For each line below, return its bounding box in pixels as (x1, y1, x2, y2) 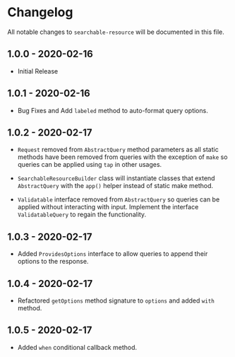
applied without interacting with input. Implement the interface (17, 203, 199, 211)
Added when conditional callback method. (17, 343, 138, 351)
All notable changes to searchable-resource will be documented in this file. (7, 28, 224, 36)
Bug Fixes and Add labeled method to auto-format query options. (17, 106, 208, 115)
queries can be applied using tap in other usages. (17, 160, 162, 169)
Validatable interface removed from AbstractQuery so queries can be (17, 195, 220, 204)
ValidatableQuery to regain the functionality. (17, 210, 147, 219)
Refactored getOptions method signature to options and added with (17, 296, 215, 305)
